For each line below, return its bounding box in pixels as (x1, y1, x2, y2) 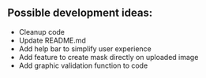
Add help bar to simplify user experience (18, 43, 152, 54)
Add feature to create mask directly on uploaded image (18, 52, 199, 61)
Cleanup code (18, 27, 65, 36)
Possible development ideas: (7, 6, 153, 20)
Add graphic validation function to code (18, 61, 148, 70)
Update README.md (18, 35, 86, 45)
